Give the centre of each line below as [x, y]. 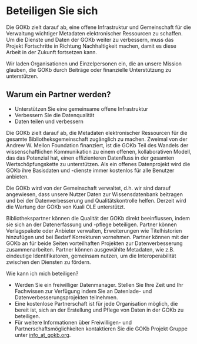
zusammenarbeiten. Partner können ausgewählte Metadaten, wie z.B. [91, 249]
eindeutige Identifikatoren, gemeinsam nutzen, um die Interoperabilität [91, 256]
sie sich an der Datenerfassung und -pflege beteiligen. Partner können [92, 224]
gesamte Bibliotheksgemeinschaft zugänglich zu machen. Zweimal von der [97, 139]
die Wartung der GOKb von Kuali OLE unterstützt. [66, 207]
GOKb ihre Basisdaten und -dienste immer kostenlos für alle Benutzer [90, 170]
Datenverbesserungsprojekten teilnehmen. [66, 297]
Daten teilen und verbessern [49, 121]
